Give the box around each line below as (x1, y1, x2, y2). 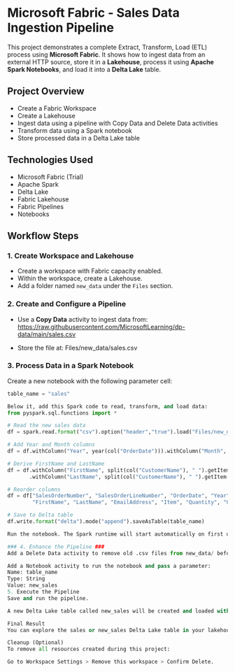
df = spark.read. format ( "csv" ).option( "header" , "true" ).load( (7, 429, 192, 436)
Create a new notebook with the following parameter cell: (7, 376, 173, 385)
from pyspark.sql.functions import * (7, 409, 117, 417)
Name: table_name (7, 569, 58, 576)
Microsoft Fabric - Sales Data (7, 5, 180, 21)
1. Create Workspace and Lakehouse (7, 250, 134, 260)
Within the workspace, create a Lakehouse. (17, 274, 143, 283)
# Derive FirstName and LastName (7, 460, 105, 467)
